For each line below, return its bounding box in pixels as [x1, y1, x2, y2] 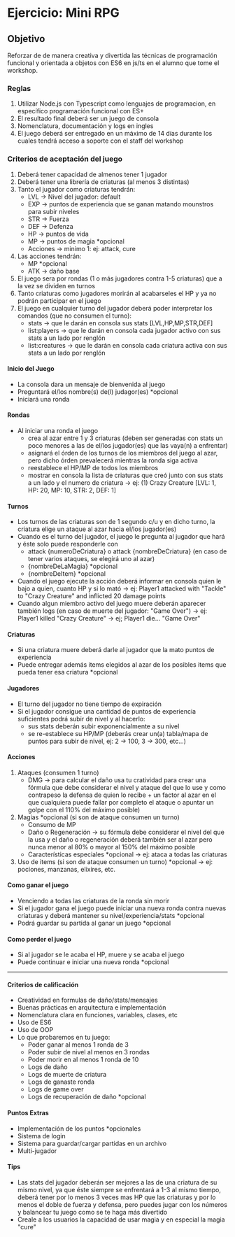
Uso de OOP [17, 1026, 54, 1034]
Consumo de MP [27, 820, 77, 828]
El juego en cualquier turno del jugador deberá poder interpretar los [17, 304, 213, 312]
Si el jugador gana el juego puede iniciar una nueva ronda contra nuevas [17, 904, 227, 912]
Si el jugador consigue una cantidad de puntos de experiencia [17, 707, 197, 715]
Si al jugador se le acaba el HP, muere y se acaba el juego [17, 950, 185, 959]
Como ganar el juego [7, 881, 69, 889]
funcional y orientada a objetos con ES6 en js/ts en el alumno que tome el [7, 59, 220, 67]
